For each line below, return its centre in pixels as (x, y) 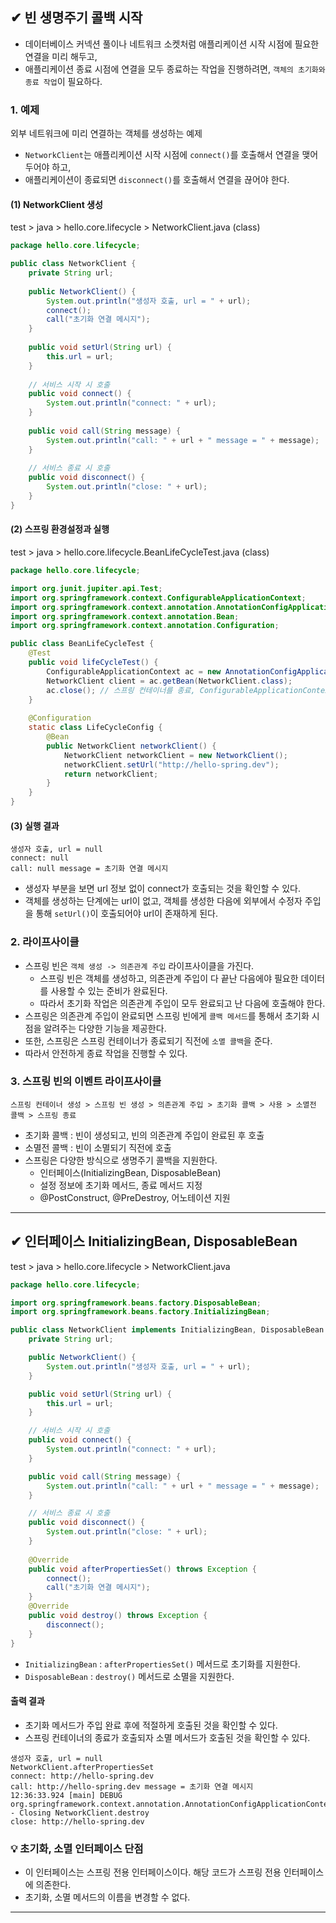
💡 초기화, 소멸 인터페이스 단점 (77, 1848)
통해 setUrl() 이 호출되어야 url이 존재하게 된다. (126, 914)
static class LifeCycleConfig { (95, 728)
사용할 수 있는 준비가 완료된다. (109, 990)
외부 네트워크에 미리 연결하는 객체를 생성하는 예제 (106, 134)
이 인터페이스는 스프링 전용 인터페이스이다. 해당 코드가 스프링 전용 (153, 1872)
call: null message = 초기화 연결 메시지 (89, 869)
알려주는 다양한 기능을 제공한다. (105, 1028)
